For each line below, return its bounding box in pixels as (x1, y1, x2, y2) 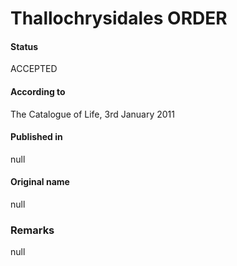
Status (10, 40, 39, 52)
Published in (10, 131, 63, 143)
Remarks (10, 223, 55, 237)
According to (10, 85, 66, 97)
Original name (10, 176, 70, 188)
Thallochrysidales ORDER (10, 7, 228, 30)
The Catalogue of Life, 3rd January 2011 (10, 108, 175, 120)
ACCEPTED (10, 63, 58, 75)
